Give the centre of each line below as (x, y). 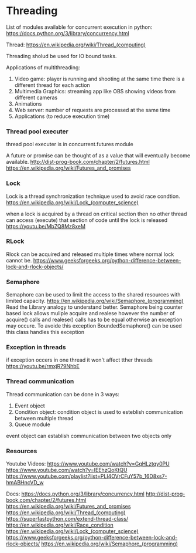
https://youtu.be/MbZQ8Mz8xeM (46, 226)
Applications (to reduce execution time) (62, 116)
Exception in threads (36, 348)
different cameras (36, 97)
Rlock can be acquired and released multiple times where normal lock (90, 254)
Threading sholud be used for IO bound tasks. (61, 56)
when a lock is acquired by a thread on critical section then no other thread (97, 214)
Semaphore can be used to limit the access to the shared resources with (93, 295)
